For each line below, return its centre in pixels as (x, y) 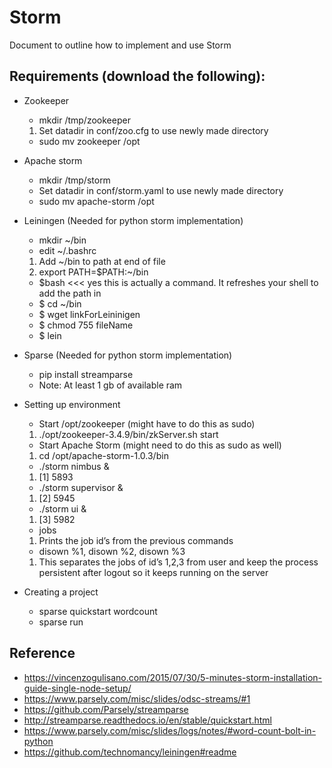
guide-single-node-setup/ (77, 688)
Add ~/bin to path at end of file (102, 261)
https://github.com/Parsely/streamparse (106, 709)
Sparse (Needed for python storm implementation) (128, 355)
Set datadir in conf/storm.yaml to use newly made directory (161, 190)
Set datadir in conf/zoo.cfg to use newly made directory (153, 130)
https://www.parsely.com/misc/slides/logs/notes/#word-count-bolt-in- (170, 730)
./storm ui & (62, 508)
